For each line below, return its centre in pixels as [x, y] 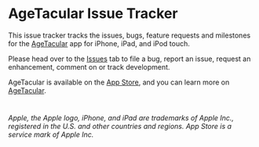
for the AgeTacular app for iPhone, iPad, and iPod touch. [99, 43]
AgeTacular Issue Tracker [93, 14]
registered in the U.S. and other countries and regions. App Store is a [120, 127]
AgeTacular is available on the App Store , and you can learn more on [119, 82]
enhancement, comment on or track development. [89, 66]
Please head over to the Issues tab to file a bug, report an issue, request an [129, 59]
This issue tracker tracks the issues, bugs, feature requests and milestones [129, 35]
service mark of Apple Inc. [51, 134]
